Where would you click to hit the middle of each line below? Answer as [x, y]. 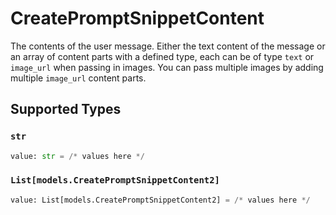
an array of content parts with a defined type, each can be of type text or [162, 56]
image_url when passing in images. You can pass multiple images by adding [167, 67]
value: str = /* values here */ [77, 156]
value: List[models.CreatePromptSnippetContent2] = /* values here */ [160, 200]
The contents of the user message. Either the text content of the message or [168, 46]
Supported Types [66, 109]
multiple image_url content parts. [78, 78]
